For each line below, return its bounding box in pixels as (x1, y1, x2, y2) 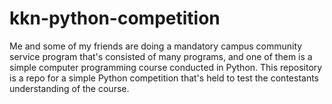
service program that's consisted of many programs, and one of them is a (9, 50, 313, 62)
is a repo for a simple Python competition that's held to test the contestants (9, 72, 319, 84)
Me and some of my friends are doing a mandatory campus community (9, 40, 303, 52)
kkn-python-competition (9, 7, 221, 30)
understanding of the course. (9, 82, 130, 94)
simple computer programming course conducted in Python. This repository (9, 61, 323, 73)
